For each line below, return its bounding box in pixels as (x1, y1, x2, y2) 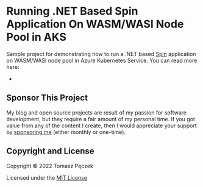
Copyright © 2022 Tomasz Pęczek (6, 162, 93, 169)
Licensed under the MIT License (6, 174, 87, 181)
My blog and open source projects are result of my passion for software (6, 108, 187, 116)
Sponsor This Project (6, 93, 88, 103)
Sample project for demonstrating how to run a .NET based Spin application (6, 50, 196, 57)
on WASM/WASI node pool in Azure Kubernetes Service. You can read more (6, 57, 198, 64)
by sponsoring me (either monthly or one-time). (6, 128, 126, 135)
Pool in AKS (6, 30, 67, 44)
